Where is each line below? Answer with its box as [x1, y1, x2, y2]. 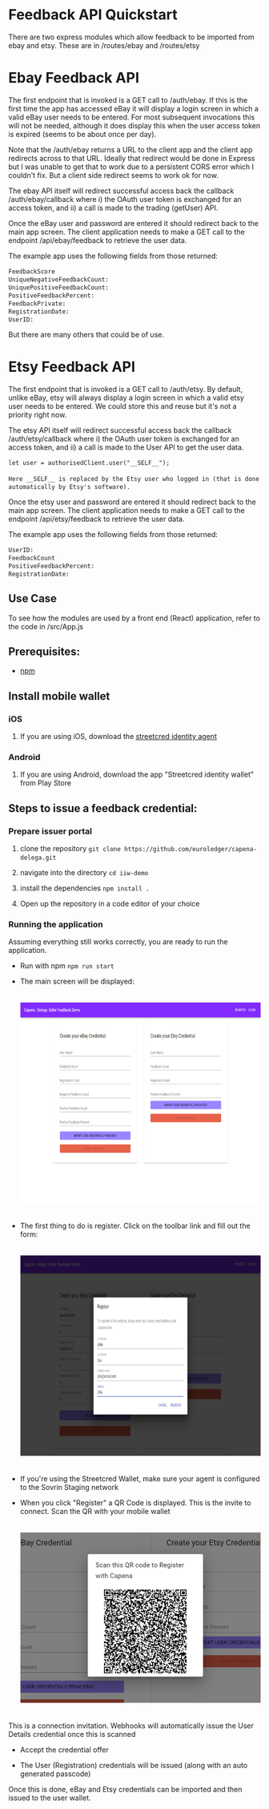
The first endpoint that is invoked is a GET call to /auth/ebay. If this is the [8, 95, 248, 105]
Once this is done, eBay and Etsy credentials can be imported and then [8, 1785, 243, 1795]
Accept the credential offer [19, 1745, 110, 1754]
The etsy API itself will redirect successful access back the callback [8, 425, 232, 434]
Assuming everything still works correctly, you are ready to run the [8, 937, 228, 947]
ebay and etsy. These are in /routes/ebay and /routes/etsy [8, 40, 200, 50]
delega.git [19, 854, 57, 862]
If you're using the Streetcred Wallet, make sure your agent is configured [19, 1474, 260, 1484]
